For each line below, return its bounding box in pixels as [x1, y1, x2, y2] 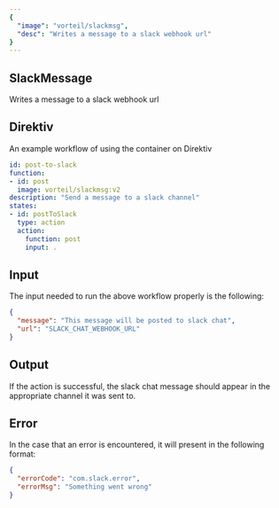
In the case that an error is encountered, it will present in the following [9, 440, 265, 450]
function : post [25, 234, 81, 244]
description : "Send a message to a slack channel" [9, 193, 200, 202]
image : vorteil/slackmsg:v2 [17, 185, 121, 194]
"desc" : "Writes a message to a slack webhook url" [17, 29, 213, 38]
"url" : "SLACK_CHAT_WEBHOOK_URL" [17, 324, 141, 333]
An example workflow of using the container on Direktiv [9, 143, 213, 153]
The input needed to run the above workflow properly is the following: [9, 291, 264, 301]
